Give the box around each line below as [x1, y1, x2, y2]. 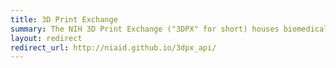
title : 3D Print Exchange [10, 14, 118, 25]
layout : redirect [10, 33, 83, 43]
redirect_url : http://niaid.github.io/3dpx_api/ [10, 42, 217, 53]
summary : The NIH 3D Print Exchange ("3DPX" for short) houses [10, 24, 280, 34]
